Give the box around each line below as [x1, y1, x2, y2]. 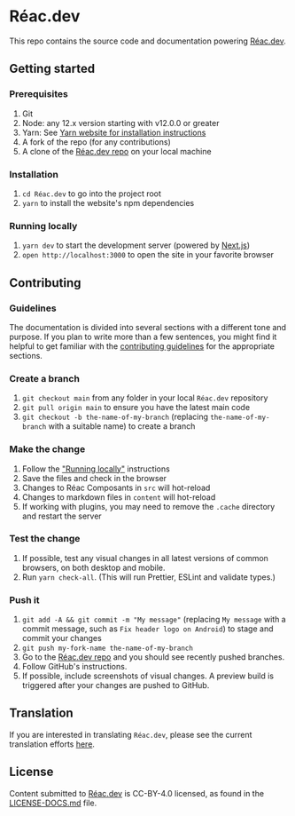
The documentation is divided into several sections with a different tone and [9, 321, 286, 332]
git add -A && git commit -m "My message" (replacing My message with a [21, 614, 286, 625]
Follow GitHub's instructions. [21, 662, 128, 672]
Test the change [9, 533, 81, 545]
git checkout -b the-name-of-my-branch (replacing [21, 411, 208, 423]
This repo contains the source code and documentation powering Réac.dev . [9, 36, 286, 46]
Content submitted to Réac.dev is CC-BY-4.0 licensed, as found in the [9, 788, 264, 798]
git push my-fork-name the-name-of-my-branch [21, 644, 193, 654]
